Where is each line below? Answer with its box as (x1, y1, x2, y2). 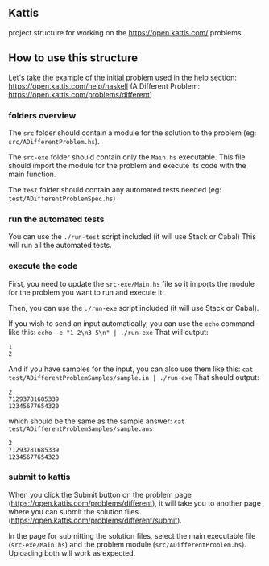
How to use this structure (8, 52, 139, 65)
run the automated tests (8, 213, 105, 225)
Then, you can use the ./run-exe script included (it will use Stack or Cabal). (8, 303, 259, 312)
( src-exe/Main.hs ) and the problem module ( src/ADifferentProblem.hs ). (8, 539, 247, 549)
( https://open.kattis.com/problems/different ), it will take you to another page (8, 498, 262, 508)
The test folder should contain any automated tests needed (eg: (8, 184, 221, 194)
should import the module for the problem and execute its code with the (8, 160, 247, 170)
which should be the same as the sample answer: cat (8, 416, 185, 426)
